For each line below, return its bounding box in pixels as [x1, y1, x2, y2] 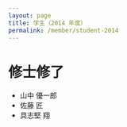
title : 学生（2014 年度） [8, 19, 87, 27]
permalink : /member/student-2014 [8, 26, 119, 34]
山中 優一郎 [19, 90, 57, 100]
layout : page [8, 11, 52, 20]
